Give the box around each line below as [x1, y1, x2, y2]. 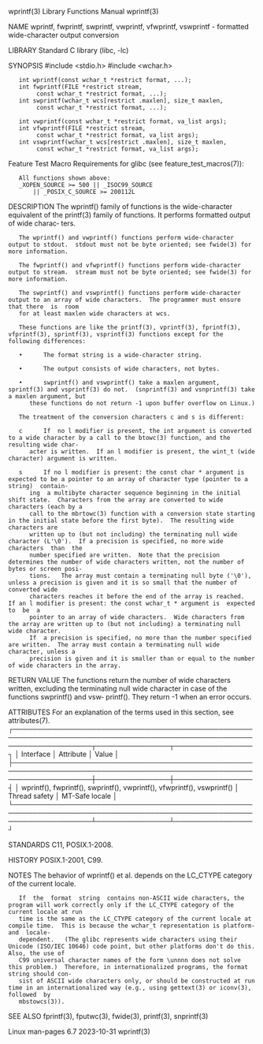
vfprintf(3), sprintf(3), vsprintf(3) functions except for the [8, 330, 224, 338]
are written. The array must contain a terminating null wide [8, 641, 220, 649]
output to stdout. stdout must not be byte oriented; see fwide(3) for [8, 240, 252, 248]
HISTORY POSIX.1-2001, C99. [8, 856, 104, 864]
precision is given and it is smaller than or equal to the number [28, 654, 256, 662]
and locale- [8, 929, 51, 937]
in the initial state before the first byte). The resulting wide [8, 516, 235, 524]
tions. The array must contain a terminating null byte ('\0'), [28, 572, 252, 580]
